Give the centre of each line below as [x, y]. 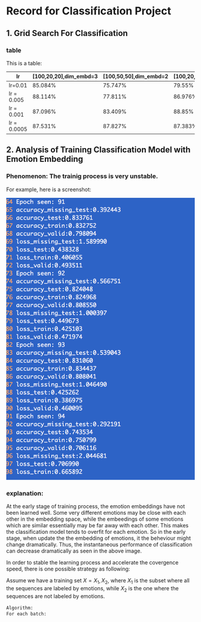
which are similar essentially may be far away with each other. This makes [98, 526]
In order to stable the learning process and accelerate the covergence [92, 563]
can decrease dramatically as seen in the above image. [74, 551]
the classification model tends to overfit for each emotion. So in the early [96, 532]
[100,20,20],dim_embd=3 [65, 77]
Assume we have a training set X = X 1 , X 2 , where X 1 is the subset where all [98, 581]
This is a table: [24, 63]
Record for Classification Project [89, 11]
